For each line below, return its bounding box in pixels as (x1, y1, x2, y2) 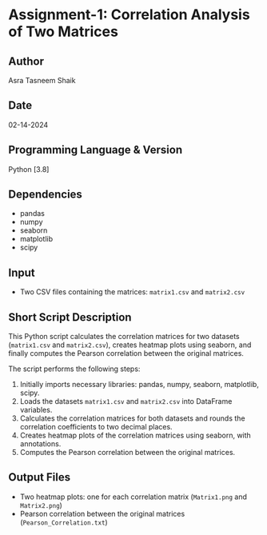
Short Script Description (8, 310, 132, 324)
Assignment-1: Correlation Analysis (8, 6, 250, 24)
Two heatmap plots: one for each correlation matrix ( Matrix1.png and (19, 492, 248, 501)
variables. (19, 405, 53, 415)
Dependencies (8, 188, 82, 202)
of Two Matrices (8, 22, 118, 41)
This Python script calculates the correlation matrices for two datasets (8, 332, 240, 341)
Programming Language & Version (8, 143, 182, 157)
